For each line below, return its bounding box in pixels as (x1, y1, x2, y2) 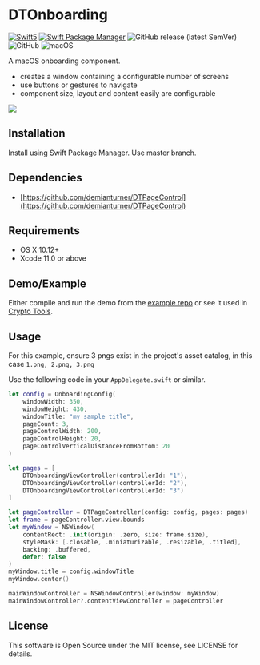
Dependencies (8, 171, 82, 185)
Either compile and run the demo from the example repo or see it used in (8, 298, 248, 308)
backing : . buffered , (22, 545, 91, 553)
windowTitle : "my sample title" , (22, 412, 134, 420)
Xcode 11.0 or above (19, 253, 86, 263)
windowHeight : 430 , (22, 405, 88, 413)
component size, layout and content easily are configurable (19, 88, 216, 98)
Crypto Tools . (8, 306, 54, 317)
